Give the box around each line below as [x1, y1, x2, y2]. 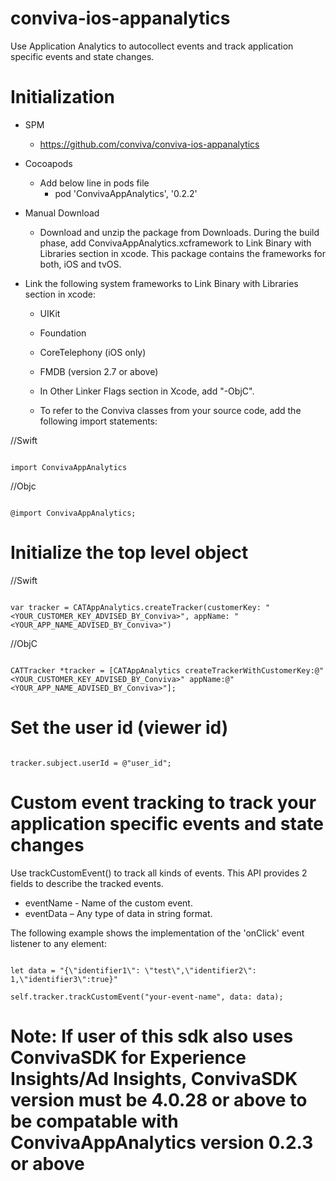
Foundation [39, 327, 87, 339]
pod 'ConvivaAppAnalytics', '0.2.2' [54, 187, 198, 199]
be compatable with [10, 1110, 179, 1132]
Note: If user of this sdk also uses [10, 1025, 294, 1047]
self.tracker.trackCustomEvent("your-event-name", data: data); [10, 992, 284, 1002]
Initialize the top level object [10, 542, 249, 564]
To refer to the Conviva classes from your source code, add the [39, 404, 302, 416]
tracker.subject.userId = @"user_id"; [10, 758, 172, 768]
